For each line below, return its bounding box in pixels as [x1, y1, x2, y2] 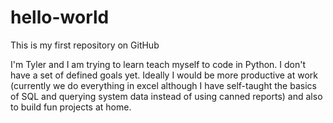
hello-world [10, 6, 110, 29]
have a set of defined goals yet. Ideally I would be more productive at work [10, 69, 319, 81]
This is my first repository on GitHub [10, 39, 160, 51]
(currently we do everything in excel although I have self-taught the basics [10, 79, 317, 91]
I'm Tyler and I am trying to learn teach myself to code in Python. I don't [10, 58, 307, 70]
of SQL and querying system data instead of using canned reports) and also [10, 90, 323, 102]
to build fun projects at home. [10, 101, 132, 113]
